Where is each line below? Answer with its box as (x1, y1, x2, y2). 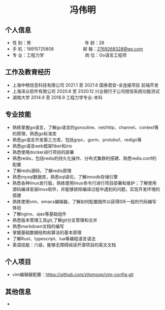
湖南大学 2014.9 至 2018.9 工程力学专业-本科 (12, 94, 103, 100)
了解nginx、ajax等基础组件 (12, 211, 66, 217)
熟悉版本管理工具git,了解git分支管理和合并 (12, 217, 98, 223)
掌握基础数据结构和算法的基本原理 (12, 229, 82, 235)
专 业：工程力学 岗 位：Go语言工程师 (12, 52, 127, 58)
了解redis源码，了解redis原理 (12, 168, 71, 174)
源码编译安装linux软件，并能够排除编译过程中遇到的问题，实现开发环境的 (12, 186, 160, 192)
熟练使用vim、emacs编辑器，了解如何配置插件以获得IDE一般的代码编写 (12, 198, 157, 204)
